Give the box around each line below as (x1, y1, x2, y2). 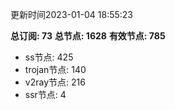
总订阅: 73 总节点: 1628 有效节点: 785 (10, 30, 166, 42)
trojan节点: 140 (24, 64, 87, 75)
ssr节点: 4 (24, 89, 67, 100)
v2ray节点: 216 (24, 76, 86, 88)
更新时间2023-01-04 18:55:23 (10, 9, 133, 20)
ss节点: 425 (24, 51, 74, 63)
